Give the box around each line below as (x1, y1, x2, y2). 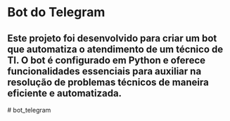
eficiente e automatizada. (7, 87, 122, 99)
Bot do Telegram (7, 4, 106, 20)
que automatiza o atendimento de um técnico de (7, 43, 224, 55)
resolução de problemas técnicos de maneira (7, 76, 209, 88)
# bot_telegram (7, 106, 51, 114)
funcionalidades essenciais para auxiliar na (7, 65, 202, 77)
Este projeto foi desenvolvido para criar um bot (7, 32, 217, 44)
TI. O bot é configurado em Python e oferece (7, 54, 206, 66)
